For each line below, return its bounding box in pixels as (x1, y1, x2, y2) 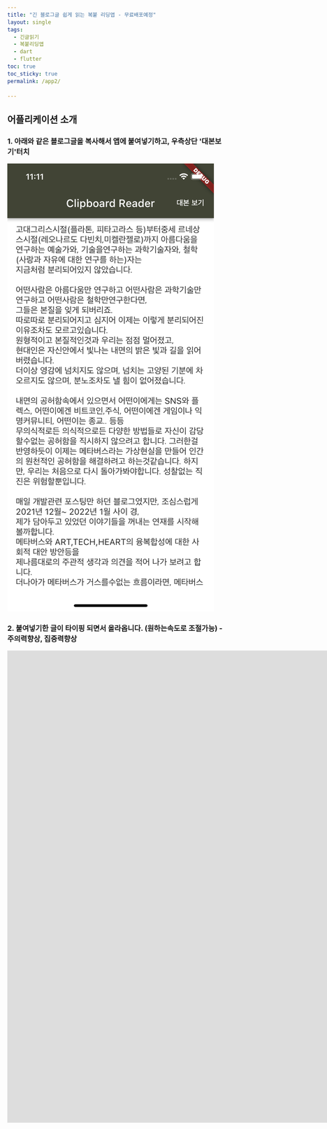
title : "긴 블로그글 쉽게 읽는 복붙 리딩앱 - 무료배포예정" (7, 11, 157, 18)
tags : (7, 26, 23, 33)
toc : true (7, 63, 36, 70)
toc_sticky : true (7, 70, 58, 77)
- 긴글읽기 (13, 34, 40, 41)
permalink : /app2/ (7, 78, 61, 85)
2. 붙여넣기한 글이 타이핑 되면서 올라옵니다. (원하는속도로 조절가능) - (7, 623, 223, 633)
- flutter (13, 56, 42, 63)
